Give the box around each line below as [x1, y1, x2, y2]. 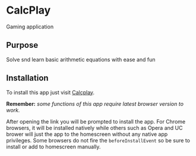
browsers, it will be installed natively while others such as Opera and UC [6, 124, 183, 131]
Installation [6, 73, 49, 83]
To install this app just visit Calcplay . [6, 89, 95, 96]
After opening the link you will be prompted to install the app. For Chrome [6, 118, 186, 125]
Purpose [6, 40, 39, 50]
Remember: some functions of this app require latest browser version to [6, 100, 184, 107]
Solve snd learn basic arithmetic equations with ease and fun [6, 56, 156, 63]
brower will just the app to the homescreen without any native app [6, 131, 168, 138]
